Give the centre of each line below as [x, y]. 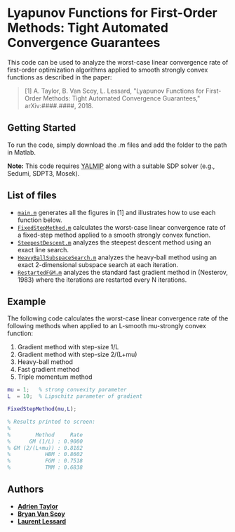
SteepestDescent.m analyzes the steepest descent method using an [114, 242]
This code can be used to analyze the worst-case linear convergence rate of [118, 62]
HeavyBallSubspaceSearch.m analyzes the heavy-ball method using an [117, 257]
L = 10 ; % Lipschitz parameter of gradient [75, 396]
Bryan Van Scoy [41, 514]
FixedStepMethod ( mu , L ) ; [42, 409]
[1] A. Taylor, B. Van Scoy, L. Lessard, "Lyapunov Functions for [114, 91]
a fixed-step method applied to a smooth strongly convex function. [114, 235]
